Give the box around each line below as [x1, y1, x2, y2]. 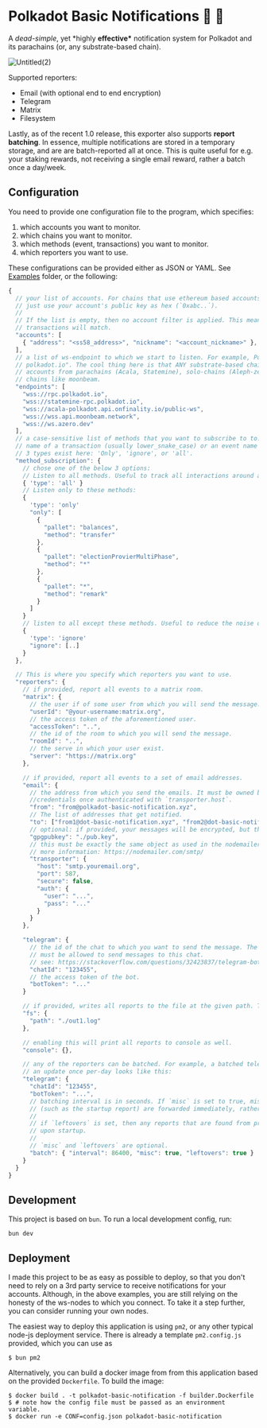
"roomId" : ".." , [29, 737, 83, 746]
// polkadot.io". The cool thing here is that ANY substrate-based [15, 361, 244, 369]
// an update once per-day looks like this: [22, 1068, 172, 1076]
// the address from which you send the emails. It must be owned [29, 789, 254, 797]
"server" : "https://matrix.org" [29, 752, 137, 760]
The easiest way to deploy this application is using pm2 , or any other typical [8, 1321, 253, 1331]
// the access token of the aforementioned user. [29, 715, 197, 723]
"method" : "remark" [43, 590, 109, 598]
